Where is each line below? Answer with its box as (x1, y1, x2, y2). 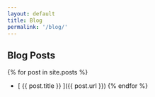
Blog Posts (7, 49, 56, 61)
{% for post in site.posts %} (7, 68, 88, 77)
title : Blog (7, 17, 42, 24)
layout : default (7, 10, 55, 18)
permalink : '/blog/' (7, 23, 69, 30)
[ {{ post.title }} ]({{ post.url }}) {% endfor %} (17, 82, 149, 90)
